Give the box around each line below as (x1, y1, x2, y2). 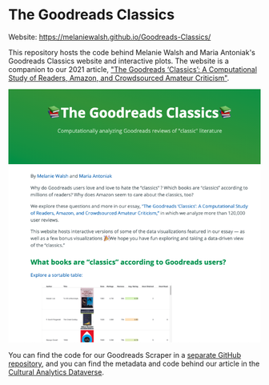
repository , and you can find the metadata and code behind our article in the (8, 359, 260, 368)
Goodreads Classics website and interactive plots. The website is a (8, 56, 230, 66)
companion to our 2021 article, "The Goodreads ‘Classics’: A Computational (8, 64, 258, 74)
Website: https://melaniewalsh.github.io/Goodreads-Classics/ (8, 32, 211, 42)
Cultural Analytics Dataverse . (8, 367, 104, 377)
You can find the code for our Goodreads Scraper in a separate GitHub (8, 350, 242, 359)
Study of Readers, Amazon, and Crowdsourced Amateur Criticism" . (8, 73, 230, 82)
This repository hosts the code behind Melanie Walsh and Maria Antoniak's (8, 47, 256, 57)
